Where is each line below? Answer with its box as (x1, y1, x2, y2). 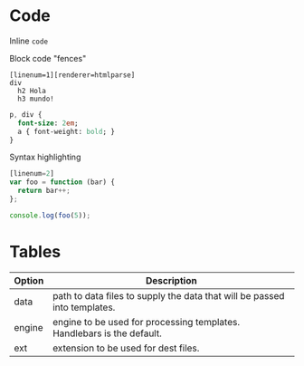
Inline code (9, 35, 48, 46)
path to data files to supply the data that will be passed (52, 289, 285, 302)
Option (14, 274, 44, 286)
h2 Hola (17, 86, 47, 95)
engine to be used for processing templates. (52, 315, 241, 328)
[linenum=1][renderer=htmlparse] (9, 70, 136, 80)
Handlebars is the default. (52, 327, 163, 340)
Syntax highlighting (9, 151, 81, 163)
